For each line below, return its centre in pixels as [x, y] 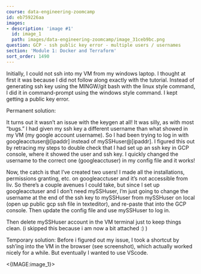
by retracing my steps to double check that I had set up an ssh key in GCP [97, 147]
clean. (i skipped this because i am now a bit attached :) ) [77, 228]
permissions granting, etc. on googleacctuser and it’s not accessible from [97, 178]
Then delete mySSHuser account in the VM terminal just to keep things [94, 222]
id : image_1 [27, 34]
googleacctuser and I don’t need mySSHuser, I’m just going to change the [97, 191]
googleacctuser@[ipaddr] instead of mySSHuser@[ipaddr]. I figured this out [100, 141]
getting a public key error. [38, 99]
